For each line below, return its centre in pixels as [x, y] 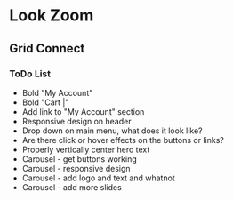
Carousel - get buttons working [80, 159]
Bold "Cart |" [45, 102]
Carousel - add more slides [72, 187]
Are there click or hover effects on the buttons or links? [123, 140]
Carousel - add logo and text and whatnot [98, 178]
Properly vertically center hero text [86, 149]
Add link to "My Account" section [83, 111]
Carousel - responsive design [76, 168]
